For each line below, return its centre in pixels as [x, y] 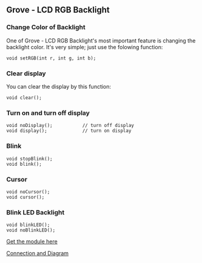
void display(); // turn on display [69, 131]
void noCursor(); [28, 192]
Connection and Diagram [37, 253]
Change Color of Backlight [46, 27]
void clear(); [24, 97]
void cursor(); [25, 197]
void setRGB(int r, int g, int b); [51, 58]
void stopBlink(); [29, 159]
